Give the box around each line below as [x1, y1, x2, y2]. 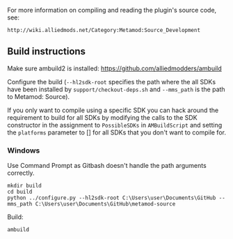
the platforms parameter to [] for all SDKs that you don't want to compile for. [7, 128, 226, 137]
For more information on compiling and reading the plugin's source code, [7, 6, 217, 14]
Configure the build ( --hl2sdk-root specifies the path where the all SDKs [7, 77, 216, 86]
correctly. [7, 169, 35, 177]
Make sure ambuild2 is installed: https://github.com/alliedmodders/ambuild [7, 64, 223, 72]
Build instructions [7, 45, 86, 58]
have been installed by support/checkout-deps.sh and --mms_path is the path [7, 85, 225, 93]
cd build [7, 188, 33, 196]
